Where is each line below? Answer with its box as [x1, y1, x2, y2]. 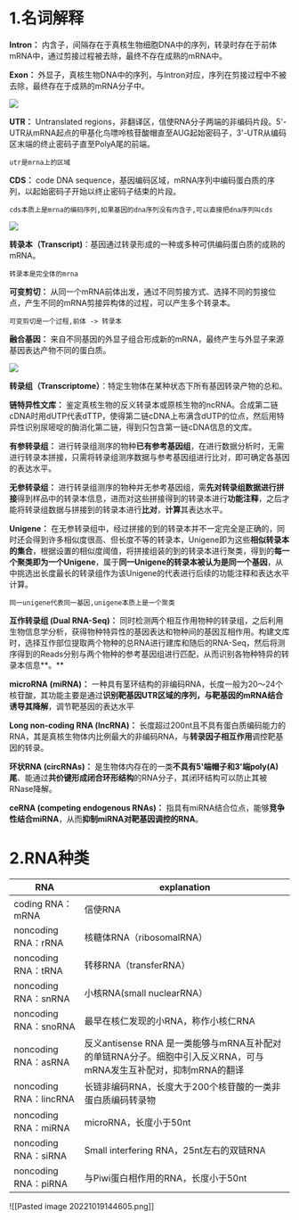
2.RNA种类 [9, 848, 90, 869]
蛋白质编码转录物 [84, 1093, 156, 1106]
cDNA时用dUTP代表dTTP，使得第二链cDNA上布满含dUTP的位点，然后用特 [9, 410, 285, 421]
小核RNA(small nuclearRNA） [84, 986, 208, 999]
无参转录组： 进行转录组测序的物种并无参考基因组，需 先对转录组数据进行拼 [9, 482, 285, 492]
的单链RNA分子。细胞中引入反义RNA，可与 [84, 1050, 264, 1062]
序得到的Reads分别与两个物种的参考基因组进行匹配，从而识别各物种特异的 [9, 648, 282, 659]
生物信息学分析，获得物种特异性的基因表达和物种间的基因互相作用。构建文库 [9, 626, 290, 637]
